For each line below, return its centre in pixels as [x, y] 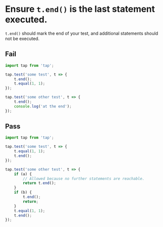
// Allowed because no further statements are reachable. [84, 179]
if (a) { [23, 174]
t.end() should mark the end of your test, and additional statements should [82, 33]
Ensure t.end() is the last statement [80, 9]
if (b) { [23, 192]
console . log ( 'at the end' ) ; [43, 106]
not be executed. [22, 39]
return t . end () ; [40, 183]
